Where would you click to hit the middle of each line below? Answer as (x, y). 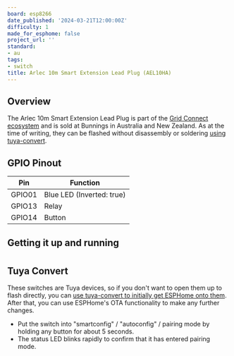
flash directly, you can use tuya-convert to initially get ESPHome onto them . (117, 295)
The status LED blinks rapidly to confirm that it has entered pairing (113, 339)
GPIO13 (24, 207)
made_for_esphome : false (44, 33)
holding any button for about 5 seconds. (76, 331)
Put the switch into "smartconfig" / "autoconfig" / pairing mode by (113, 324)
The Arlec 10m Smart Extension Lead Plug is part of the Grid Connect (108, 118)
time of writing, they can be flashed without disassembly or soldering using (117, 133)
